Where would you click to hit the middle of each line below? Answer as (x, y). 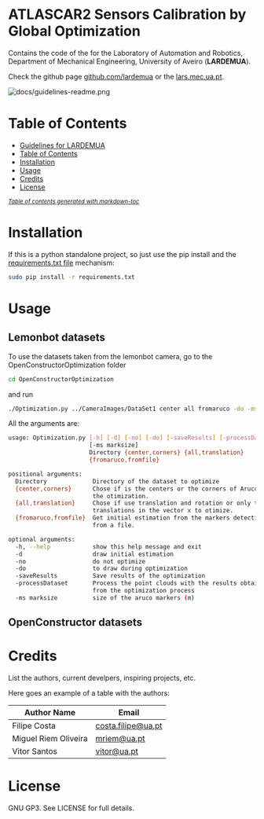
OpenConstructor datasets (75, 623)
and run (21, 394)
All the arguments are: (44, 424)
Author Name (50, 713)
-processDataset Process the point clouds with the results (126, 583)
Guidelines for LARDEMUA (62, 145)
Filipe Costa (34, 726)
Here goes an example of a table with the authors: (89, 693)
